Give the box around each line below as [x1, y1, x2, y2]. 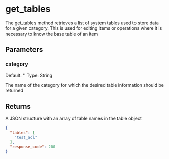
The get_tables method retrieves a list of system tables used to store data [5, 20, 159, 26]
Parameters [5, 45, 43, 54]
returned [5, 87, 24, 93]
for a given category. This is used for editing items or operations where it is [5, 25, 162, 31]
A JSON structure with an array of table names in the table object [5, 115, 142, 122]
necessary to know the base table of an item [5, 30, 98, 37]
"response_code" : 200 [10, 144, 56, 149]
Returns [5, 102, 31, 111]
